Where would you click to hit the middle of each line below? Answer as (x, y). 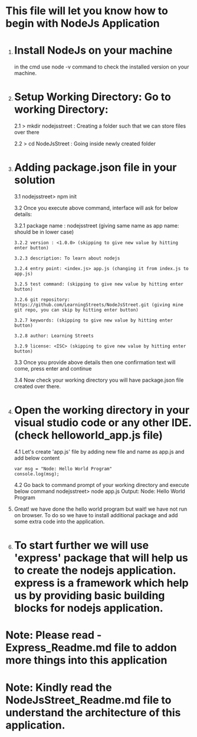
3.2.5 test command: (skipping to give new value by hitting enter (98, 284)
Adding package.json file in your (95, 168)
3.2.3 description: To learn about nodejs (67, 258)
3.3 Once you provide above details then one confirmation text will (95, 362)
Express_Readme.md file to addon (91, 648)
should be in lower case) (44, 232)
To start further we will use (81, 546)
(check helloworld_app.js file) (88, 435)
